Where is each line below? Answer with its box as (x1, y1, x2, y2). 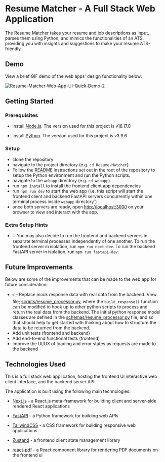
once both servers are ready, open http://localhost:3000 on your (12, 204, 144, 209)
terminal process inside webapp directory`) (12, 199, 97, 205)
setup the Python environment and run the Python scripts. (12, 172, 131, 178)
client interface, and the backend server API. (5, 378, 96, 384)
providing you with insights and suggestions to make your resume (5, 40, 139, 46)
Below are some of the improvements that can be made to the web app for (5, 276, 157, 282)
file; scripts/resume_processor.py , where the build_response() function (12, 298, 158, 305)
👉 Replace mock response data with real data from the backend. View (12, 291, 157, 297)
